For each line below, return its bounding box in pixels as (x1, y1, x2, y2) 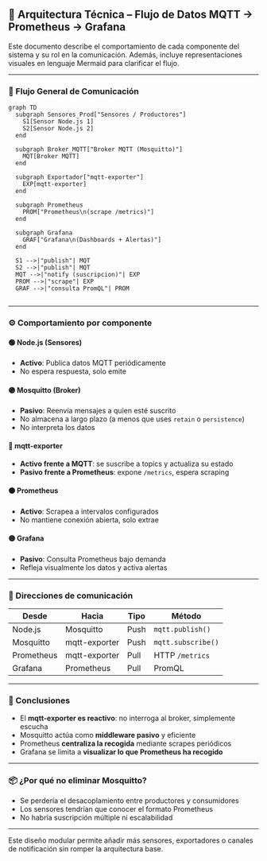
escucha (19, 721, 48, 731)
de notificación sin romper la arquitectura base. (8, 844, 164, 853)
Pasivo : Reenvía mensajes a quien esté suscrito (19, 406, 176, 416)
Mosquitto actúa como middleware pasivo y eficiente (19, 730, 196, 739)
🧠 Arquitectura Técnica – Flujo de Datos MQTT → (8, 8, 253, 21)
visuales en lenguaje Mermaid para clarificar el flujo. (8, 58, 180, 68)
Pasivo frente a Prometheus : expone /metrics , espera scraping (19, 467, 230, 477)
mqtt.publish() (153, 625, 211, 634)
